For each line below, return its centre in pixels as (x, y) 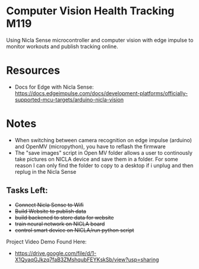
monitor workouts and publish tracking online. (62, 46)
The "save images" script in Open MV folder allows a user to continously (104, 152)
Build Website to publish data (50, 211)
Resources (33, 71)
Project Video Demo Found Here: (47, 242)
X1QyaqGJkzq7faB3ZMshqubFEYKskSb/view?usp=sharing (87, 259)
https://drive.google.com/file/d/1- (56, 253)
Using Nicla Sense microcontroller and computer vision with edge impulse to (100, 40)
